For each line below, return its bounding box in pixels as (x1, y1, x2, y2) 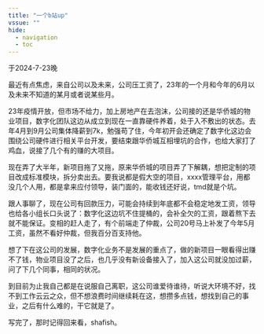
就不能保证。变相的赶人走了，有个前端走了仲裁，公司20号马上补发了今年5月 (8, 218, 255, 228)
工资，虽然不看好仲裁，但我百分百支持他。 (8, 229, 146, 238)
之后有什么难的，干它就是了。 (21, 301, 119, 310)
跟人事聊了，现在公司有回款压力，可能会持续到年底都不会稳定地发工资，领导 (8, 199, 256, 208)
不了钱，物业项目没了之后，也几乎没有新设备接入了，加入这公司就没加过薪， (8, 255, 256, 264)
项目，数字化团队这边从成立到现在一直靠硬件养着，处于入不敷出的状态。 (14, 116, 249, 126)
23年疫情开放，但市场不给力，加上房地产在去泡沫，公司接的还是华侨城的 (8, 107, 244, 116)
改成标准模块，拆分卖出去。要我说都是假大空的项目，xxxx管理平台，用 (14, 172, 244, 182)
